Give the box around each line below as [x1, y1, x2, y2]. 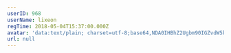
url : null [7, 36, 36, 43]
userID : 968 [7, 10, 41, 17]
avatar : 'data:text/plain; [7, 29, 85, 36]
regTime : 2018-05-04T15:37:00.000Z [7, 23, 109, 30]
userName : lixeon [7, 17, 57, 23]
